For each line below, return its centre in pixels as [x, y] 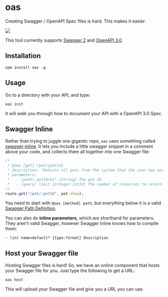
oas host [14, 280]
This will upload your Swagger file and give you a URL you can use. [74, 289]
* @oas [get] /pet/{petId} [35, 166]
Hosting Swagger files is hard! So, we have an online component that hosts [82, 265]
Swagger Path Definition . [31, 208]
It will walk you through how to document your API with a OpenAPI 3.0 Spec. [84, 113]
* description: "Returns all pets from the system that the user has [81, 170]
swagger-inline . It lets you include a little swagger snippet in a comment [79, 146]
